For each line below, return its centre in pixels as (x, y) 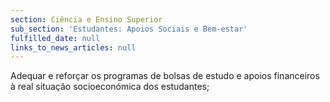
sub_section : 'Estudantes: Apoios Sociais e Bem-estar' (129, 29)
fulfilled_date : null (55, 38)
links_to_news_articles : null (73, 47)
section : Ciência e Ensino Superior (86, 19)
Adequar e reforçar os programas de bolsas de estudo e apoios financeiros (165, 76)
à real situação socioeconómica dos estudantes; (110, 87)
